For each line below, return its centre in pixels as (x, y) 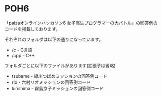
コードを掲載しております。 (32, 29)
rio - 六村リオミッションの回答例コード (51, 82)
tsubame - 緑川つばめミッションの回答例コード (60, 76)
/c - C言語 (22, 50)
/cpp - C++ (23, 55)
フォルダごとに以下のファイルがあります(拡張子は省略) (60, 65)
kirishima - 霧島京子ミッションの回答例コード (58, 88)
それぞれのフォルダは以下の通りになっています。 (54, 39)
